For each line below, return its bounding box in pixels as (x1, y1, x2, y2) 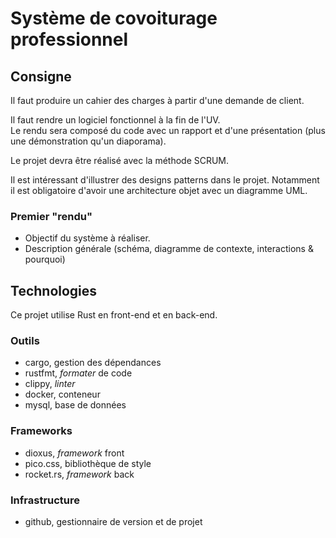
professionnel (10, 28, 129, 51)
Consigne (10, 68, 72, 85)
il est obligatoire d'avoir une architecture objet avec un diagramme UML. (10, 185, 308, 196)
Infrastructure (10, 493, 81, 507)
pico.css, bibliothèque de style (24, 457, 152, 469)
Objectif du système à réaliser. (24, 232, 151, 244)
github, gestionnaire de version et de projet (24, 516, 203, 527)
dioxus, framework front (24, 447, 125, 459)
